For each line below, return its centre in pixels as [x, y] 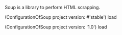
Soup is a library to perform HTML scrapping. [53, 7]
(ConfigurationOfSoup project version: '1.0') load [56, 27]
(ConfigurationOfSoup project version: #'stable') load [61, 17]
